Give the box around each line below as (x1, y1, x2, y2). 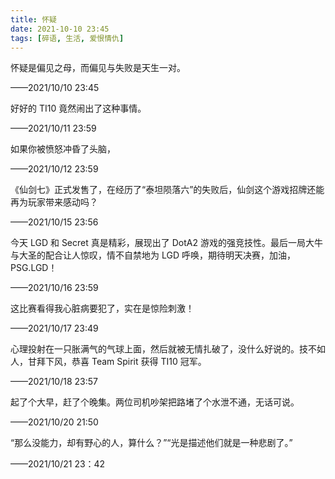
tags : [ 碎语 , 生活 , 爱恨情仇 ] (10, 33, 125, 43)
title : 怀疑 (10, 14, 57, 25)
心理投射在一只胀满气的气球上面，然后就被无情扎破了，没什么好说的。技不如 (10, 343, 326, 355)
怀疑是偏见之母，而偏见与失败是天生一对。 (10, 62, 186, 74)
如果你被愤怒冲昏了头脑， (10, 143, 116, 155)
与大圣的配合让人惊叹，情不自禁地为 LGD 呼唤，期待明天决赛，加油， (10, 249, 296, 261)
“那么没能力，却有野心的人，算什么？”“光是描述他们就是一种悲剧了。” (10, 437, 293, 449)
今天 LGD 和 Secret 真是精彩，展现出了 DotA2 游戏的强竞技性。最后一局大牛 (10, 237, 323, 249)
